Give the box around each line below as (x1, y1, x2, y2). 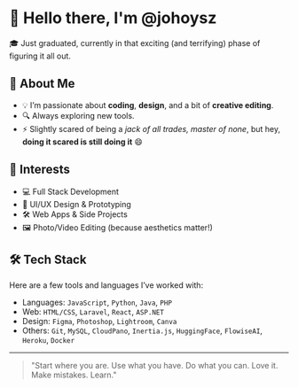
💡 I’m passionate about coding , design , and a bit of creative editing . (21, 99, 274, 110)
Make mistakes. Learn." (30, 369, 117, 380)
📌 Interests (9, 162, 71, 177)
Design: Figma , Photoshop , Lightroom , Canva (21, 316, 177, 327)
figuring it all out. (9, 50, 71, 61)
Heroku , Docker (21, 335, 75, 345)
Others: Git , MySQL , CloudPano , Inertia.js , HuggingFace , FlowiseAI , (21, 325, 263, 336)
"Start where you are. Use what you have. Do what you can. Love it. (30, 361, 278, 371)
